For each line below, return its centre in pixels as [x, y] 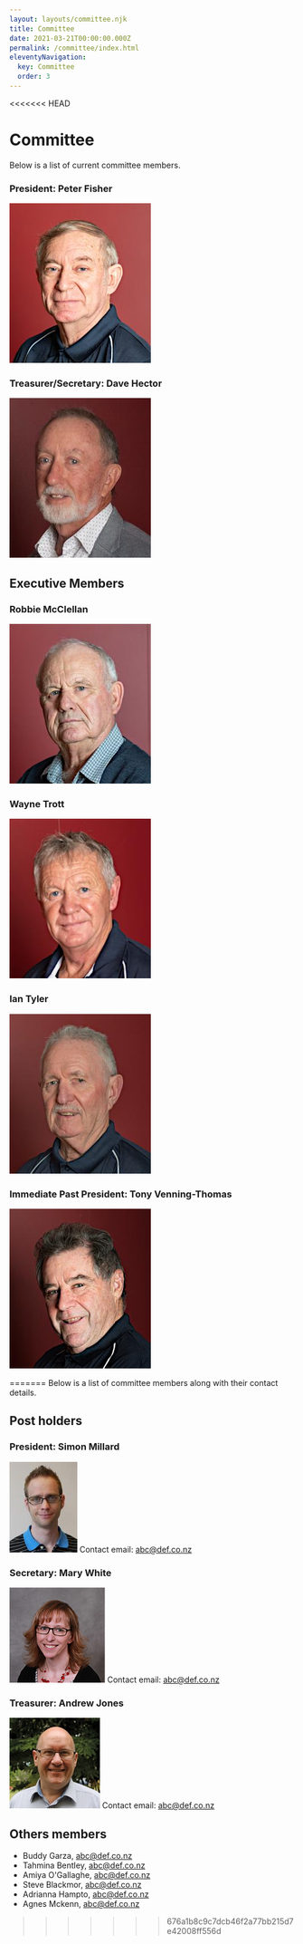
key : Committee [46, 67]
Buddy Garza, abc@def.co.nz [77, 1856]
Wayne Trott [37, 804]
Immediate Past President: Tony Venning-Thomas [121, 1194]
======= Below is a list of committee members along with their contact [144, 1382]
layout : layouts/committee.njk [68, 19]
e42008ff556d [194, 1931]
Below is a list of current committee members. [95, 165]
